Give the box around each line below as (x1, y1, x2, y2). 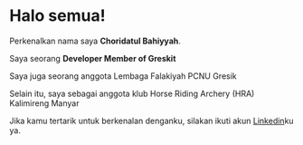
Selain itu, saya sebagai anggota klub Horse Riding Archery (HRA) (9, 88, 255, 99)
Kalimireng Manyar (9, 97, 80, 109)
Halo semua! (9, 5, 106, 26)
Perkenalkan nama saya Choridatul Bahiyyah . (9, 35, 181, 46)
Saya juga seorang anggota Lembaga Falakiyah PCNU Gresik (9, 70, 237, 82)
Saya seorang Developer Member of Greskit (9, 53, 176, 63)
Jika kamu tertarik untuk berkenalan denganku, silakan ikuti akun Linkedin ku (9, 115, 294, 126)
